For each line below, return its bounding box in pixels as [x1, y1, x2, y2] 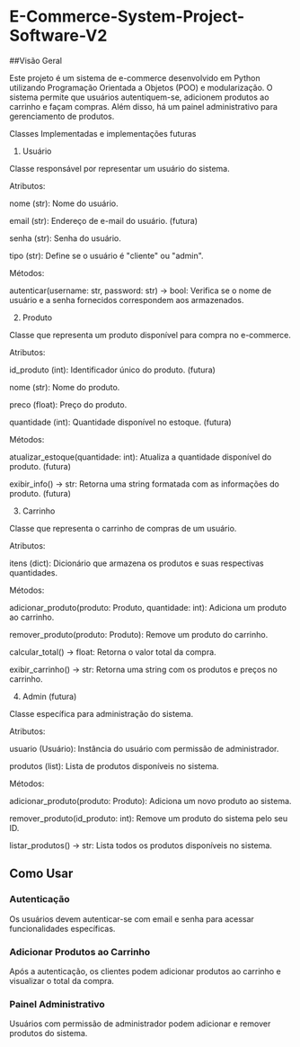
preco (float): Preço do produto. [9, 398, 128, 410]
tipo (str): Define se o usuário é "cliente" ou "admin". [9, 250, 204, 261]
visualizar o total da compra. [9, 975, 115, 986]
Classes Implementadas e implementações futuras [9, 128, 197, 139]
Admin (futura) [22, 691, 77, 702]
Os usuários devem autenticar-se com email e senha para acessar [9, 913, 254, 924]
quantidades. [9, 567, 58, 577]
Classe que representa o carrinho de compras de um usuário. [9, 523, 237, 533]
